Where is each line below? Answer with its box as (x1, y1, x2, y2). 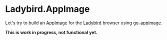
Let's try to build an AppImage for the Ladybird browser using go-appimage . (5, 20, 162, 26)
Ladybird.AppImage (5, 3, 90, 15)
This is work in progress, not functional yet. (5, 29, 97, 35)
